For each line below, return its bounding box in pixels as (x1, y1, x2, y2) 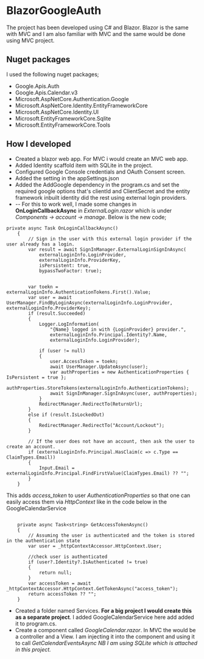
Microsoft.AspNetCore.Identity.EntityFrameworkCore (15, 102, 148, 109)
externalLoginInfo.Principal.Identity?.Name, (49, 331, 167, 338)
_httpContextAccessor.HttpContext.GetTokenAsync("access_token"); (6, 585, 178, 591)
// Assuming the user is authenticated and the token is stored (28, 532, 195, 538)
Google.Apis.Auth (15, 82, 60, 90)
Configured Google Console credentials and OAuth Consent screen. (15, 168, 186, 175)
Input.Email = (38, 465, 75, 471)
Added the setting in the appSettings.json (15, 174, 120, 181)
